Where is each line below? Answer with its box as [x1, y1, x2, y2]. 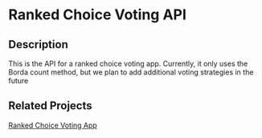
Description [8, 38, 68, 51]
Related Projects [8, 99, 92, 113]
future [8, 76, 29, 85]
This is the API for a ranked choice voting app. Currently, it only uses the [8, 59, 248, 68]
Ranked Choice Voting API [8, 6, 187, 24]
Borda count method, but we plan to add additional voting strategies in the [8, 67, 254, 77]
